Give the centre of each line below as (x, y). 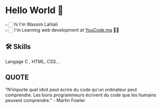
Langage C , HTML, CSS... (32, 61)
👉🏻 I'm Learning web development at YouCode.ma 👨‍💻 (62, 30)
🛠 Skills (18, 47)
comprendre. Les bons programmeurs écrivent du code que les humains (81, 95)
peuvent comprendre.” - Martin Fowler (45, 100)
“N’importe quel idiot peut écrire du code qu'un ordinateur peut (71, 89)
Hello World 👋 (34, 10)
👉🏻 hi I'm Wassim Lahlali (32, 24)
